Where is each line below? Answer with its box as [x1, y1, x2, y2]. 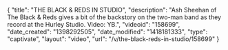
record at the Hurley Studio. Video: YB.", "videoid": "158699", [7, 21, 180, 28]
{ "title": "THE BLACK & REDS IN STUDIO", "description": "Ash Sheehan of [7, 6, 217, 14]
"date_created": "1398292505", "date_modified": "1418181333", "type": [7, 27, 208, 36]
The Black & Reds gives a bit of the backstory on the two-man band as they [7, 13, 222, 21]
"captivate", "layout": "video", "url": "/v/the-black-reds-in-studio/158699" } [7, 35, 220, 43]
